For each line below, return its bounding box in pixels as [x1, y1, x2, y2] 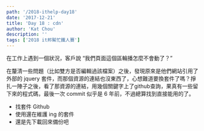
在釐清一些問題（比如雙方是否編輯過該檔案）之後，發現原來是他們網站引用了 [6, 67, 199, 75]
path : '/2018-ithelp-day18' [6, 8, 78, 15]
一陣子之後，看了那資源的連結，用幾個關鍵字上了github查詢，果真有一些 [11, 82, 193, 90]
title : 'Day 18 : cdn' [6, 20, 64, 26]
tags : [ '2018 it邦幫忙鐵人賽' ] [6, 37, 80, 43]
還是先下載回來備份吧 [15, 118, 69, 125]
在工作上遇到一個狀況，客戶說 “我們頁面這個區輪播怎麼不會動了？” [6, 55, 173, 61]
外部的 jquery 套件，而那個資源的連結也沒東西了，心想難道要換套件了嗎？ [6, 75, 191, 82]
